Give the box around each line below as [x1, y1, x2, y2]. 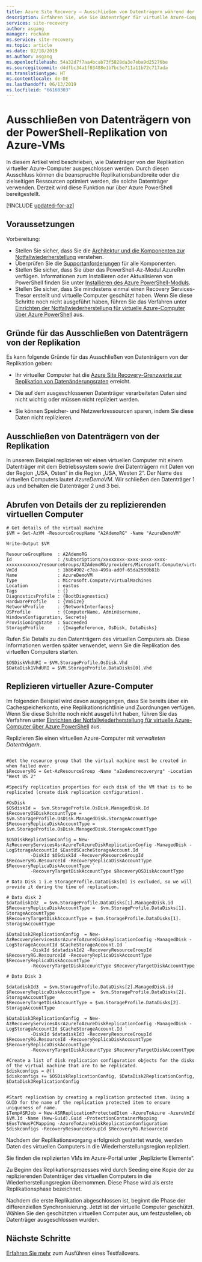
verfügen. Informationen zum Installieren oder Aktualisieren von [14, 272, 173, 279]
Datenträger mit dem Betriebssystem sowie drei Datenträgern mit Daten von [6, 463, 194, 471]
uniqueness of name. [6, 1105, 58, 1111]
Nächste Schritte [6, 1233, 71, 1244]
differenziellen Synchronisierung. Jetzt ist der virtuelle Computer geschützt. [6, 1203, 194, 1210]
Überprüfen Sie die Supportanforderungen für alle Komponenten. [14, 260, 177, 267]
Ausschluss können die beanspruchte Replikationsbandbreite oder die [6, 171, 180, 178]
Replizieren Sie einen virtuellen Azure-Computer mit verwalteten [6, 734, 166, 742]
